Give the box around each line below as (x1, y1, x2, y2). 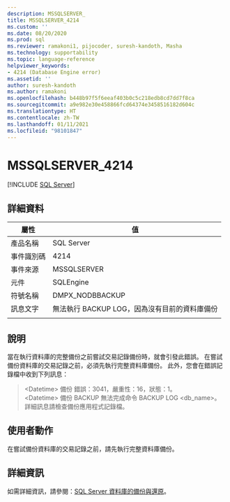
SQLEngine (52, 278, 89, 287)
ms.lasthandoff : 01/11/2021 (7, 120, 89, 128)
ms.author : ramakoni (7, 88, 68, 95)
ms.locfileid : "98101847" (7, 127, 82, 134)
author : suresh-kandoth (7, 82, 77, 89)
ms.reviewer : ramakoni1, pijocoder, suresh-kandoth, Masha (7, 43, 183, 50)
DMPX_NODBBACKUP (52, 291, 125, 301)
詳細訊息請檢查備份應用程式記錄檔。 (24, 402, 129, 410)
